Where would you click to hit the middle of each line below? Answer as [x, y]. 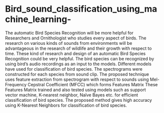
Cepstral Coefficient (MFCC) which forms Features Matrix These [93, 84]
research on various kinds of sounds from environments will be [69, 43]
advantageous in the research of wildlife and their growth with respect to [78, 48]
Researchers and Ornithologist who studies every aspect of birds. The [76, 38]
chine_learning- [38, 19]
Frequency [16, 84]
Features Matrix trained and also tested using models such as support [75, 90]
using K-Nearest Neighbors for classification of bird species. [66, 105]
